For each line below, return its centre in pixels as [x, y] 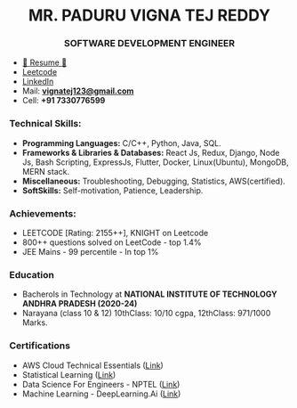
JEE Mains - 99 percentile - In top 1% [90, 252]
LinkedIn [38, 82]
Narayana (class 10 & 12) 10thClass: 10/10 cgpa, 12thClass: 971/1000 [146, 314]
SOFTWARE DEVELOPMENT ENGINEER [149, 44]
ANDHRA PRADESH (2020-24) [80, 304]
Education [32, 275]
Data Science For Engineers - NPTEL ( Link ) [101, 384]
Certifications [40, 346]
